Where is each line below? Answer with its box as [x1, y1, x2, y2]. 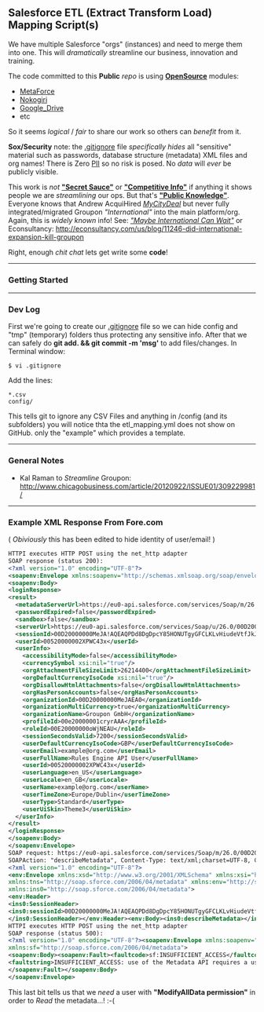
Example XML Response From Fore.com [8, 517, 163, 528]
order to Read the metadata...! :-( [8, 996, 115, 1005]
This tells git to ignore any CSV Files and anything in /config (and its [8, 411, 228, 421]
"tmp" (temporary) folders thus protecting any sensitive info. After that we [8, 330, 247, 340]
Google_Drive [19, 103, 64, 112]
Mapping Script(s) [8, 19, 100, 32]
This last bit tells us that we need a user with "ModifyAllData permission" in [8, 987, 256, 996]
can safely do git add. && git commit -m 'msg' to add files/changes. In [8, 338, 237, 348]
